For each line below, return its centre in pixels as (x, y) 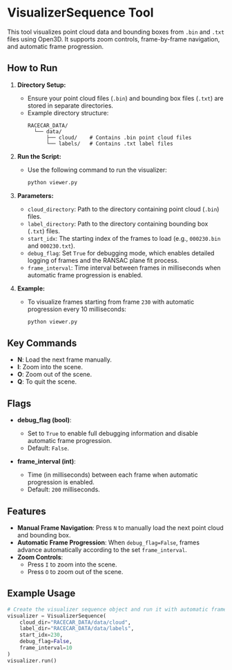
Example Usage (41, 594)
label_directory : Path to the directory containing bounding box (118, 224)
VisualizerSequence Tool (80, 13)
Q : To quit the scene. (47, 382)
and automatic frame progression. (55, 46)
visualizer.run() (32, 660)
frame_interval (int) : (46, 462)
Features (27, 511)
